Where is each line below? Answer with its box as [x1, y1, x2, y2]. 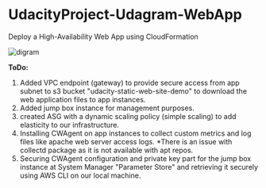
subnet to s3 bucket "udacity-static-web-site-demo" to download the [19, 86, 248, 96]
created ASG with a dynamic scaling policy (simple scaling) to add [19, 111, 237, 121]
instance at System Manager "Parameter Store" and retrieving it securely [19, 162, 259, 171]
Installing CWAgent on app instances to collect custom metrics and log [19, 129, 252, 138]
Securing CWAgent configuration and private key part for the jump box [19, 153, 252, 163]
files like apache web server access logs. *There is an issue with [19, 136, 233, 146]
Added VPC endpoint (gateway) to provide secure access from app [19, 78, 240, 87]
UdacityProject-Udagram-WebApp [8, 6, 242, 24]
